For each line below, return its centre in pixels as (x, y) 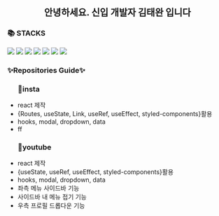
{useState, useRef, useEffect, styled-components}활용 (95, 172)
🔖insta (28, 89)
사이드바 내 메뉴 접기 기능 (52, 197)
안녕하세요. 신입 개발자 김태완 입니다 (118, 13)
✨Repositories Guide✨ (46, 70)
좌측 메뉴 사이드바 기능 (48, 188)
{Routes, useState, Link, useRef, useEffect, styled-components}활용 (115, 113)
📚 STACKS (27, 34)
